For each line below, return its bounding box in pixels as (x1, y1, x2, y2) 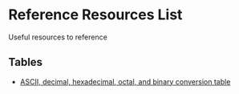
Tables (8, 55, 43, 69)
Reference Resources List (8, 6, 183, 24)
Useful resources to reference (8, 32, 108, 42)
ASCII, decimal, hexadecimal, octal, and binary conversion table (19, 76, 231, 86)
